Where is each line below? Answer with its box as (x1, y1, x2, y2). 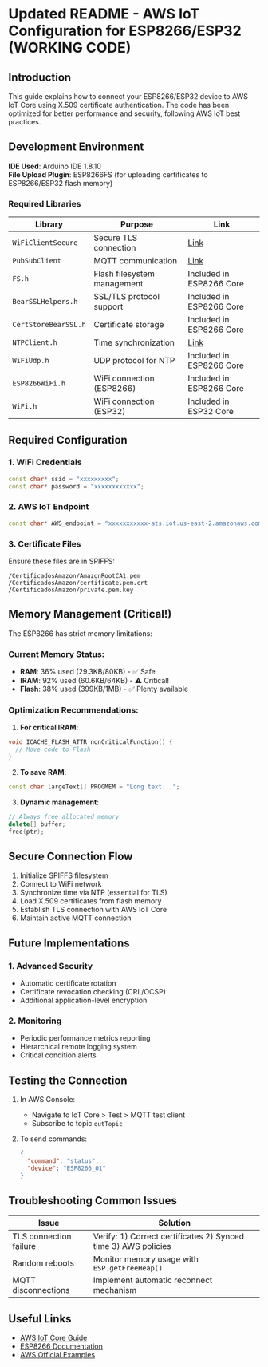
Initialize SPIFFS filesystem (19, 871, 109, 880)
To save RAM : (19, 768, 67, 777)
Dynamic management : (19, 797, 100, 807)
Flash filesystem (93, 268, 156, 279)
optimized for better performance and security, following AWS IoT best (8, 109, 241, 118)
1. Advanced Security (8, 960, 93, 971)
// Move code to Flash (15, 745, 91, 754)
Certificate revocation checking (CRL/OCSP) (19, 987, 166, 997)
